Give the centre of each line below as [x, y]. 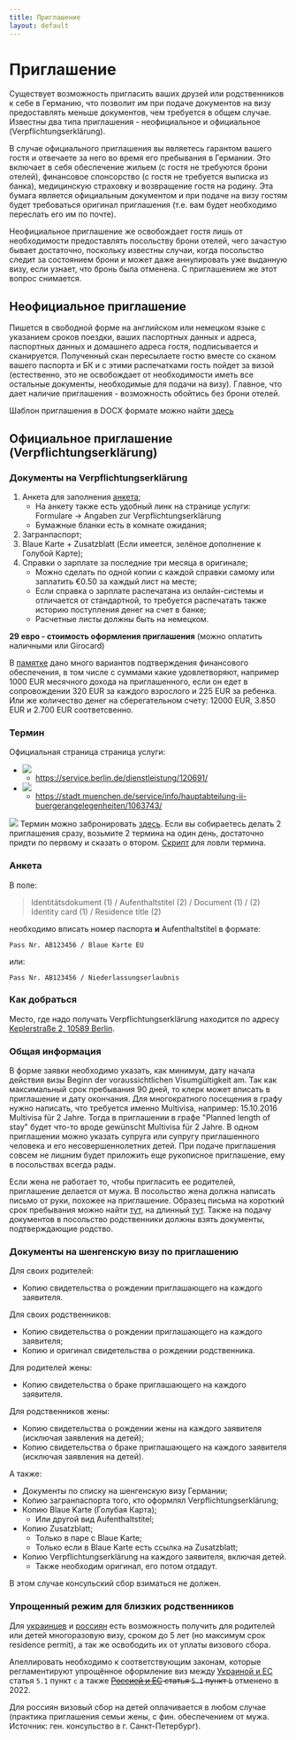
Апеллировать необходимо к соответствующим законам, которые [135, 1661]
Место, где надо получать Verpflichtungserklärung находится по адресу [144, 1019]
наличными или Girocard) [57, 645]
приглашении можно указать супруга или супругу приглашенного [134, 1136]
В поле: [23, 885]
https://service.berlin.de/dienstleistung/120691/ [121, 778]
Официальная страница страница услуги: [87, 752]
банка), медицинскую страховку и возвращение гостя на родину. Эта [141, 186]
